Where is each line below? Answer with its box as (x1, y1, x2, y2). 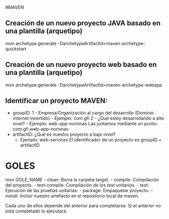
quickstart (5, 46, 26, 52)
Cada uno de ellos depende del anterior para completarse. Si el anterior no (5, 203, 161, 209)
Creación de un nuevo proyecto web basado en (5, 60, 157, 69)
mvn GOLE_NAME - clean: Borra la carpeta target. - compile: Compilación (5, 177, 159, 183)
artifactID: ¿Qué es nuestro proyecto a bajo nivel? (12, 131, 116, 137)
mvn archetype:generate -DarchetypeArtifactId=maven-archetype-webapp (5, 82, 162, 88)
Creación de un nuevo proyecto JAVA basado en (5, 19, 161, 27)
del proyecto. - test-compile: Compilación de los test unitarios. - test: (5, 182, 149, 188)
